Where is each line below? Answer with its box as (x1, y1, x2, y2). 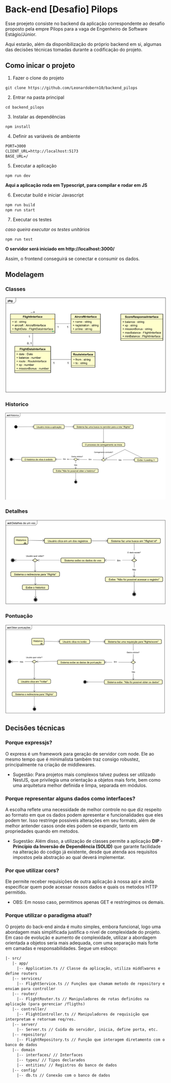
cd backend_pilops (5, 104, 44, 110)
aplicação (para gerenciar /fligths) (5, 1002, 85, 1007)
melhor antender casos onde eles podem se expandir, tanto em (5, 823, 138, 829)
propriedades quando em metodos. (5, 828, 79, 835)
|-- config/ (12, 1068, 38, 1073)
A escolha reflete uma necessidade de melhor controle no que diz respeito (5, 807, 162, 813)
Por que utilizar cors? (5, 867, 60, 874)
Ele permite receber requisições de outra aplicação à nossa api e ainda (5, 878, 154, 884)
